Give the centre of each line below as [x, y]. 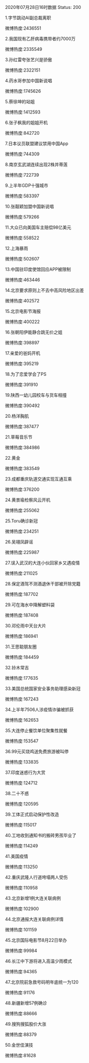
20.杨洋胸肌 [17, 416]
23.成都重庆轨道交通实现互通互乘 [39, 479]
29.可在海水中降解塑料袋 [30, 605]
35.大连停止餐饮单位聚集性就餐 [36, 731]
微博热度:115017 [21, 825]
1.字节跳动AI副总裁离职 [28, 18]
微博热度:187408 [22, 615]
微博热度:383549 [23, 468]
